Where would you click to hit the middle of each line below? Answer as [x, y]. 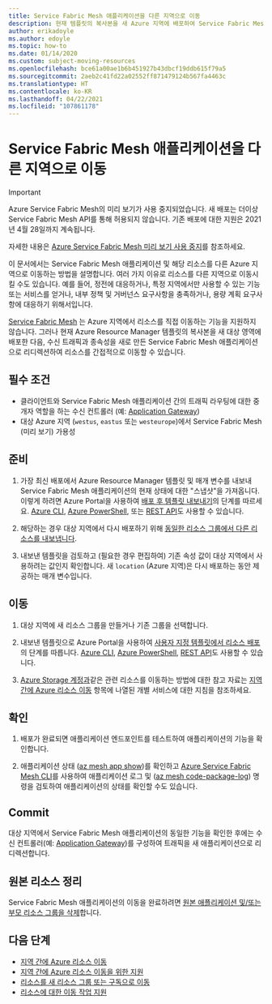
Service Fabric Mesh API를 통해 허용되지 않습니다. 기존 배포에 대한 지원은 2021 [135, 219]
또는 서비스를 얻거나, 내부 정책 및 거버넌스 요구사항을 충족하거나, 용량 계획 [125, 294]
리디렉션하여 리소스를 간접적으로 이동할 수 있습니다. [104, 352]
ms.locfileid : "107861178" [54, 106]
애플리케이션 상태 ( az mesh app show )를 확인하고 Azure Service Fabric [135, 766]
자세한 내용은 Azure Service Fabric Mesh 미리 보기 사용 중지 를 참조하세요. [127, 247]
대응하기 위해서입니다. [58, 304]
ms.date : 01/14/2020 [43, 54]
